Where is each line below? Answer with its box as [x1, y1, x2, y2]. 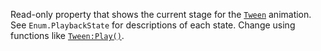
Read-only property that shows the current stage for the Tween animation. [10, 9, 312, 20]
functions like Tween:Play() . [10, 30, 125, 41]
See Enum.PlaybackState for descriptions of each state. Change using [10, 19, 296, 31]
